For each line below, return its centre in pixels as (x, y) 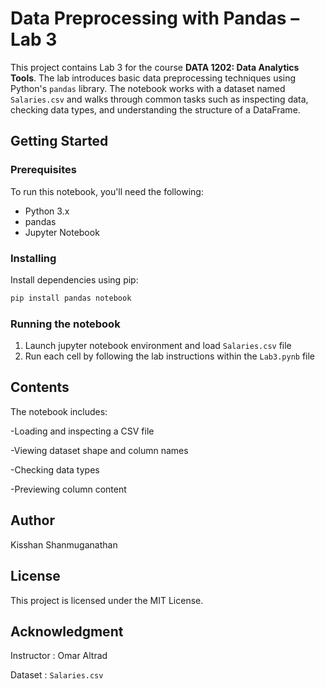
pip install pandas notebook (71, 298)
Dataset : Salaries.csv (57, 675)
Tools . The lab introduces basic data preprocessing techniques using (153, 78)
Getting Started (59, 141)
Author (32, 520)
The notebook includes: (59, 411)
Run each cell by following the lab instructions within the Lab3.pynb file (170, 356)
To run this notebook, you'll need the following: (107, 191)
